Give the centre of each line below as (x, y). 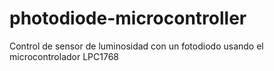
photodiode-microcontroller (128, 18)
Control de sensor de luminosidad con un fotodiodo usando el (136, 46)
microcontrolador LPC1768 (64, 56)
